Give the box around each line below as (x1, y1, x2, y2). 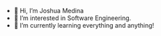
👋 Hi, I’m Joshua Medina (13, 7, 84, 15)
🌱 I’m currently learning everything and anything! (13, 21, 155, 29)
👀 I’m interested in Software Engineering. (13, 14, 132, 22)
